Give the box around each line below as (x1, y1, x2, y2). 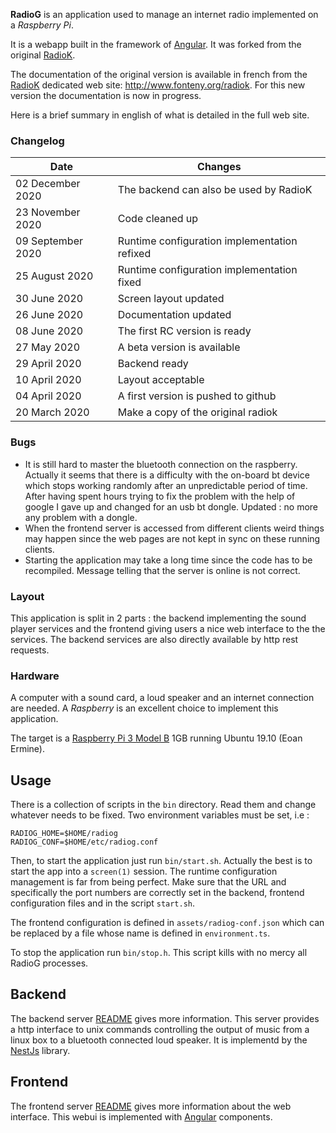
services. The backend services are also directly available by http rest (10, 633, 299, 645)
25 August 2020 (15, 269, 94, 283)
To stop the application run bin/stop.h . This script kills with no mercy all (10, 947, 308, 958)
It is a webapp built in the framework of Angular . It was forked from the (10, 39, 302, 50)
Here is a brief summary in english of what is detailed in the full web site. (10, 109, 310, 121)
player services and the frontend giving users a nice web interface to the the (10, 622, 326, 634)
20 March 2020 (15, 405, 90, 419)
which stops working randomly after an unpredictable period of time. (24, 479, 308, 491)
